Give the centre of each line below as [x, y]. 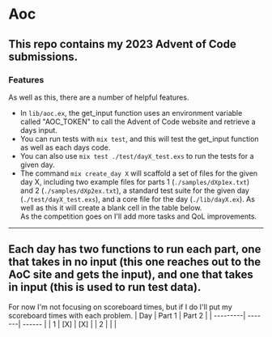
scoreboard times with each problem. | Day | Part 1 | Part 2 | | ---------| [127, 315]
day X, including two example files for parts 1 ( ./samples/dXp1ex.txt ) [135, 181]
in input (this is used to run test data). [105, 287]
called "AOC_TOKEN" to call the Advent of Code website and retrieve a [138, 122]
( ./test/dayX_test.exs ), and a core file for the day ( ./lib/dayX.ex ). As [137, 198]
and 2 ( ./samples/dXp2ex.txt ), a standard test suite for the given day [134, 190]
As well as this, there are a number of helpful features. [99, 97]
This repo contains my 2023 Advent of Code [122, 44]
